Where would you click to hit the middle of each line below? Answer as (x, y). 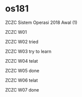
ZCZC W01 (16, 32)
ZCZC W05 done (22, 71)
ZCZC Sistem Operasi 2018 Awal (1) (41, 22)
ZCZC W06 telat (22, 80)
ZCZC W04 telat (22, 61)
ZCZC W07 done (22, 90)
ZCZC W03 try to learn (28, 51)
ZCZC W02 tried (22, 42)
